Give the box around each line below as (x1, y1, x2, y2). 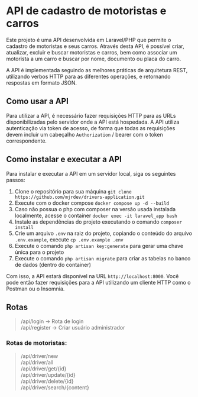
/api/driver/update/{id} (20, 371, 76, 378)
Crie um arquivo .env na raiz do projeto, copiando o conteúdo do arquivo (14, 230, 192, 237)
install (14, 224, 34, 230)
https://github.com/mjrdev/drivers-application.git (14, 194, 145, 200)
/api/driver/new (20, 352, 59, 359)
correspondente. (6, 137, 47, 144)
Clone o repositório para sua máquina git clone (14, 188, 132, 195)
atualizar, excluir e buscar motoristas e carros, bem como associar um (6, 49, 177, 56)
